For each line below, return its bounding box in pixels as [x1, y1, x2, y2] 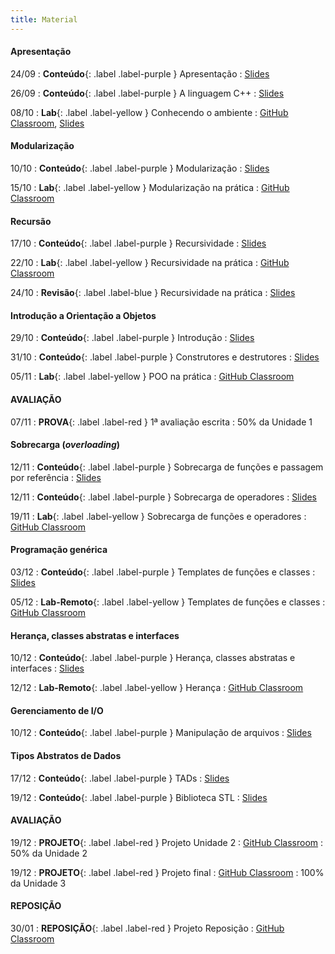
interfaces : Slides [10, 662, 85, 675]
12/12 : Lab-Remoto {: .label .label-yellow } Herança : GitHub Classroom [10, 682, 304, 694]
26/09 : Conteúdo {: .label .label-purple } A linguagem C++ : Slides [10, 87, 285, 99]
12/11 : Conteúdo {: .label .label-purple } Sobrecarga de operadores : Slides [10, 491, 318, 503]
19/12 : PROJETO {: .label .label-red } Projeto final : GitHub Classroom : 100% [10, 866, 325, 878]
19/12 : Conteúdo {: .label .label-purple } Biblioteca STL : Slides [10, 791, 268, 803]
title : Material [10, 14, 78, 25]
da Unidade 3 [10, 877, 67, 889]
